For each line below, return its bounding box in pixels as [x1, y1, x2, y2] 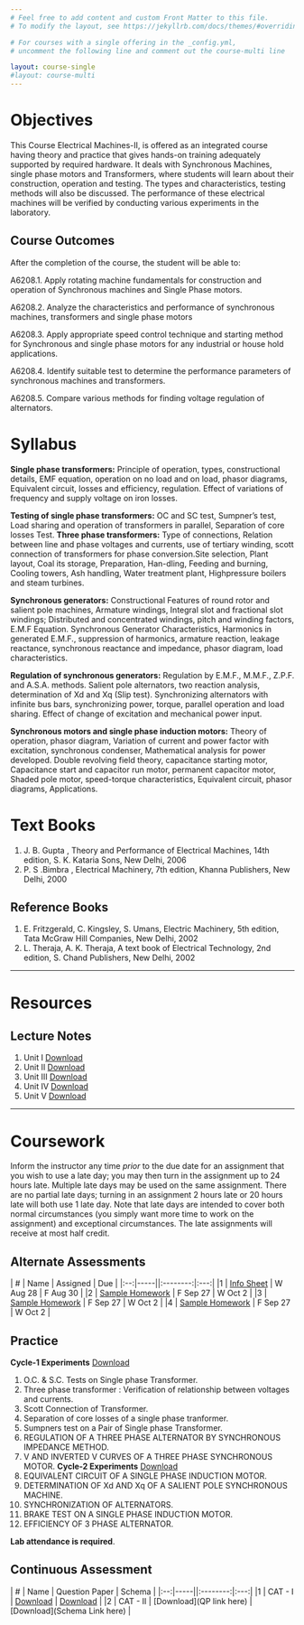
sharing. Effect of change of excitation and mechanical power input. [10, 708, 263, 719]
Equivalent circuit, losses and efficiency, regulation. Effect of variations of [10, 482, 283, 493]
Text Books [10, 815, 96, 836]
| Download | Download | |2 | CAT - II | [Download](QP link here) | [10, 1595, 253, 1606]
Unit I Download [23, 1052, 84, 1063]
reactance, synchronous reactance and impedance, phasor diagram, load [10, 642, 283, 653]
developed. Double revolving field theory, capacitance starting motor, [10, 754, 269, 765]
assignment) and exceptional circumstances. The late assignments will [10, 1219, 273, 1229]
